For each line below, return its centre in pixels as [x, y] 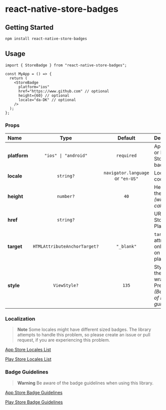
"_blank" [126, 247]
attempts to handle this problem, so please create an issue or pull [84, 335]
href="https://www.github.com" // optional [64, 91]
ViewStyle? [66, 286]
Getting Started [29, 27]
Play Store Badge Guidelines [34, 402]
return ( [19, 78]
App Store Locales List [28, 350]
